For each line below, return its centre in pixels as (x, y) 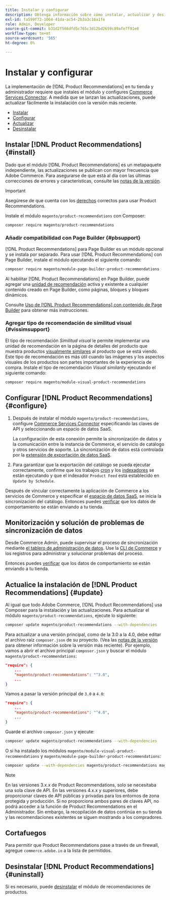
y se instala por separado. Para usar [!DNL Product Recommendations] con (83, 254)
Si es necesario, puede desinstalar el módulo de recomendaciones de (78, 887)
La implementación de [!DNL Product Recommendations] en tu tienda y (79, 86)
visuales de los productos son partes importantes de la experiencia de (78, 362)
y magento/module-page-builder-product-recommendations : (101, 756)
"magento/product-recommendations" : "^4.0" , (62, 713)
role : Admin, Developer (30, 24)
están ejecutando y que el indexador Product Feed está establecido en (86, 475)
